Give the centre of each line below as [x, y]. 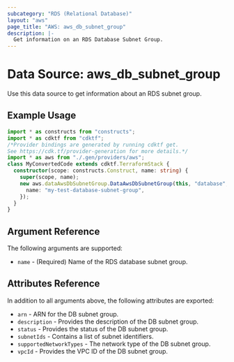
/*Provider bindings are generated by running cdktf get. [93, 145]
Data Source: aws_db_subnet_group [114, 74]
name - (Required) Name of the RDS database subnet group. [102, 262]
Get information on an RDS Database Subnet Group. [88, 40]
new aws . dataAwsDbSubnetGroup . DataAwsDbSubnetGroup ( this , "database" [123, 183]
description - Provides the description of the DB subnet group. [108, 321]
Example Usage [42, 116]
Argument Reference [54, 231]
